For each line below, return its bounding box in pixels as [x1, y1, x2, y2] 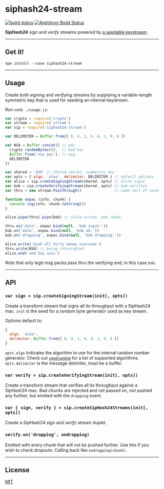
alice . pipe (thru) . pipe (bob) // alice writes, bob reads [5, 215, 121, 220]
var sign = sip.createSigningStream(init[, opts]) [5, 293, 128, 298]
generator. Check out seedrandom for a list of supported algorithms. [5, 355, 139, 361]
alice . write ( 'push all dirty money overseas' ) [5, 242, 102, 246]
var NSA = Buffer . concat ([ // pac [5, 143, 76, 148]
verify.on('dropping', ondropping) [5, 432, 90, 438]
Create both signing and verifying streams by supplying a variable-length [5, 92, 152, 98]
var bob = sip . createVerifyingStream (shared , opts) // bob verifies [5, 184, 147, 189]
